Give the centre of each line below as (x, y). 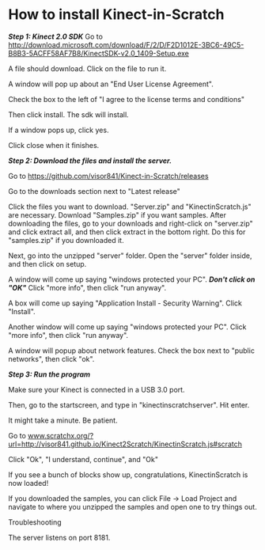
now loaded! (28, 483)
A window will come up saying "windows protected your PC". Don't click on (132, 279)
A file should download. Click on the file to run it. (87, 68)
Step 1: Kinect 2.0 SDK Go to (55, 36)
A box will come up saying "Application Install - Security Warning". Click (125, 303)
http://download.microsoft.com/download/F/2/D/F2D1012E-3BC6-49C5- (126, 44)
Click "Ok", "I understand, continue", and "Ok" (83, 459)
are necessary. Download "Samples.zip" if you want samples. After (117, 214)
